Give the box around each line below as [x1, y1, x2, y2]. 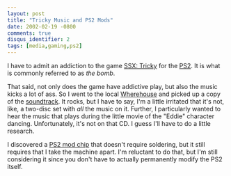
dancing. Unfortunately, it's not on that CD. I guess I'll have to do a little [7, 120, 211, 127]
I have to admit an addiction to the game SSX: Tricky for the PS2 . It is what [7, 62, 221, 70]
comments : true [7, 29, 51, 37]
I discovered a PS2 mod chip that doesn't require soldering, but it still [7, 141, 205, 148]
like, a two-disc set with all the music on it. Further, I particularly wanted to [7, 105, 221, 113]
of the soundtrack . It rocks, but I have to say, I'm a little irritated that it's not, [7, 97, 225, 105]
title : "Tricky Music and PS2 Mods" [7, 17, 113, 24]
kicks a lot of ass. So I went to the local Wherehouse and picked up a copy [7, 90, 221, 98]
